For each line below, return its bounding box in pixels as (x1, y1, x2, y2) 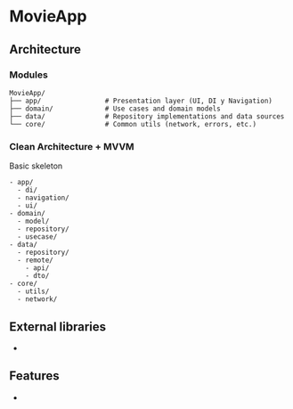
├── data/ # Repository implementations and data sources (9, 111, 285, 121)
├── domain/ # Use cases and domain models (9, 104, 221, 113)
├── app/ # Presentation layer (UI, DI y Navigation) (9, 96, 273, 105)
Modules (9, 69, 49, 81)
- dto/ (25, 272, 50, 281)
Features (9, 368, 60, 384)
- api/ (25, 264, 50, 273)
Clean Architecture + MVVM (9, 140, 135, 152)
